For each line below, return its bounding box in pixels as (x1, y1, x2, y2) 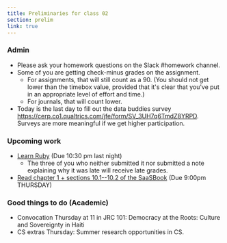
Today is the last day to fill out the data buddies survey (16, 104, 172, 113)
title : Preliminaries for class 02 (7, 10, 109, 17)
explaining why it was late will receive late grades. (27, 166, 169, 175)
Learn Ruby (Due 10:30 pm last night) (16, 151, 122, 159)
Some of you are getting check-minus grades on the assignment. (16, 68, 200, 76)
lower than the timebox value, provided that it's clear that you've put (27, 83, 220, 91)
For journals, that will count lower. (27, 97, 122, 105)
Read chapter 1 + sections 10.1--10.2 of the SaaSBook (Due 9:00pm (16, 173, 206, 181)
